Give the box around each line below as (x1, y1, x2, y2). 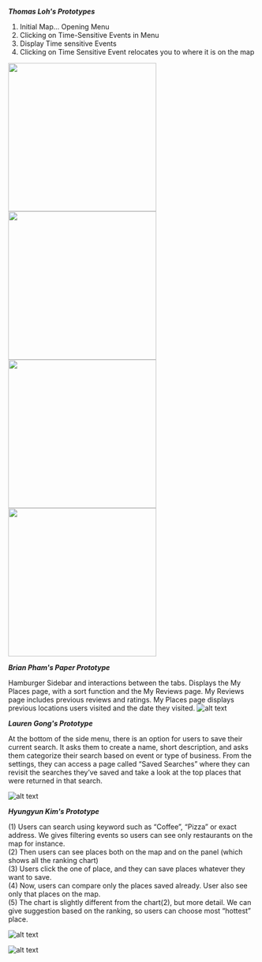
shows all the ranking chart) (8, 856, 99, 865)
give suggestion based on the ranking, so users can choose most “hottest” (8, 906, 251, 915)
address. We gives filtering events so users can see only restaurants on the (8, 831, 253, 839)
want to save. (8, 873, 52, 881)
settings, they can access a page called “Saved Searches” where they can (8, 759, 250, 768)
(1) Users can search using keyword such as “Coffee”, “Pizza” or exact (8, 822, 237, 831)
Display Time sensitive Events (19, 39, 117, 48)
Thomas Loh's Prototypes (8, 7, 95, 16)
